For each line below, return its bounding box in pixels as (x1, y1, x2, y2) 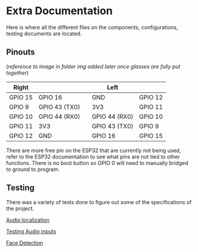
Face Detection (6, 239, 43, 246)
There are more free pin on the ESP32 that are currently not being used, (6, 147, 181, 154)
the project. (6, 205, 34, 212)
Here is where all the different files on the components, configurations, (6, 24, 178, 31)
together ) (6, 69, 29, 76)
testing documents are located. (6, 30, 82, 37)
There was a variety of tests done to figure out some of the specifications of (6, 198, 192, 205)
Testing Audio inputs (6, 228, 56, 235)
